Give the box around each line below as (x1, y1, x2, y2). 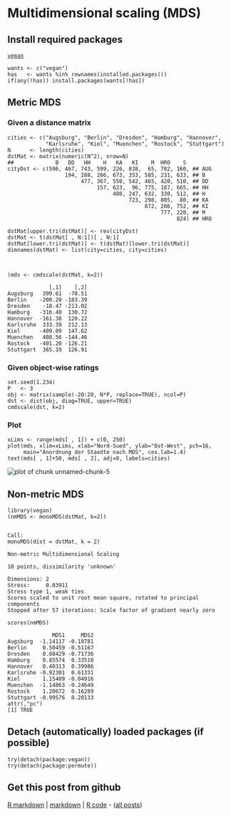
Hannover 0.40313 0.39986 (7, 663, 94, 671)
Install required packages (7, 33, 123, 46)
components (7, 601, 40, 608)
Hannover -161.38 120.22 (7, 315, 88, 322)
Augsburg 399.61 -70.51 (7, 290, 88, 297)
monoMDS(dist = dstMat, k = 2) (7, 538, 101, 546)
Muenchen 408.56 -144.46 (7, 334, 88, 341)
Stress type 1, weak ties (7, 588, 84, 596)
